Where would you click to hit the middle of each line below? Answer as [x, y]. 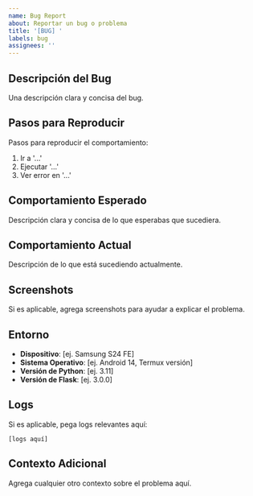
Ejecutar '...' [39, 167]
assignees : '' [32, 46]
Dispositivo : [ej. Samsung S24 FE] [77, 354]
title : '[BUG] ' [35, 31]
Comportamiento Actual [70, 245]
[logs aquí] [28, 439]
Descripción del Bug [60, 79]
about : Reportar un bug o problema [68, 23]
